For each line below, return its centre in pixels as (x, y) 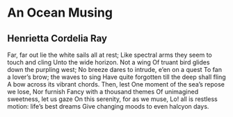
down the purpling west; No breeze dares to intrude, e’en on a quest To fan (115, 70)
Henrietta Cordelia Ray (57, 38)
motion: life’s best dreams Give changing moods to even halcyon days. (108, 106)
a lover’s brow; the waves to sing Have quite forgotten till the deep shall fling (116, 77)
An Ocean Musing (60, 13)
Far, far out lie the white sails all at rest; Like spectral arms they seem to (110, 55)
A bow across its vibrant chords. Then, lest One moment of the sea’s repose (116, 84)
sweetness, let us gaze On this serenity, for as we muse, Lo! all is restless (112, 99)
